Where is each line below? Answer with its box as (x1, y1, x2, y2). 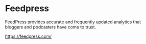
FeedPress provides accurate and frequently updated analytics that (5, 19, 141, 25)
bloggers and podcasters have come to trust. (5, 24, 97, 29)
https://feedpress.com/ (5, 33, 52, 39)
